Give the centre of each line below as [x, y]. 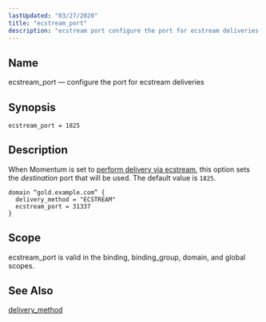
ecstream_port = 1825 [44, 125]
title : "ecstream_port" [48, 23]
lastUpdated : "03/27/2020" [53, 16]
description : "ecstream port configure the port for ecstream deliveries [134, 30]
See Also [31, 291]
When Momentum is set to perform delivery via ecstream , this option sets [129, 169]
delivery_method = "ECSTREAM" [66, 199]
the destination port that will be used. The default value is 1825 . [112, 177]
